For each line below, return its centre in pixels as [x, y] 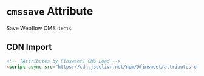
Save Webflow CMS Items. [39, 28]
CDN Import [29, 47]
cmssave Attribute [50, 11]
